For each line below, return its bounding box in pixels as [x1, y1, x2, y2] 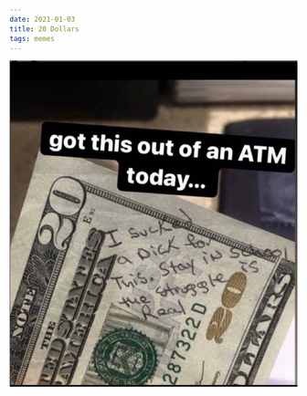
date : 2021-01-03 [9, 15, 76, 24]
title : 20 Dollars [9, 24, 79, 34]
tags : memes [9, 34, 55, 43]
